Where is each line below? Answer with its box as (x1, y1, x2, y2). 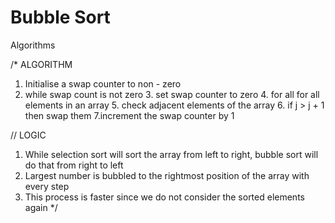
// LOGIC (10, 129, 47, 141)
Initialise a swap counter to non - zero (24, 77, 182, 90)
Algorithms (10, 39, 56, 51)
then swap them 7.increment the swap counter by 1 (24, 109, 235, 121)
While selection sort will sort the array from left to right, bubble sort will (24, 148, 319, 160)
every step (24, 180, 70, 192)
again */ (24, 201, 58, 213)
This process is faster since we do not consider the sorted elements (24, 191, 305, 203)
